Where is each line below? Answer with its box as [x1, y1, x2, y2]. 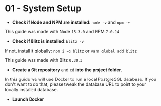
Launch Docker [12, 96, 44, 102]
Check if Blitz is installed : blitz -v [12, 38, 84, 44]
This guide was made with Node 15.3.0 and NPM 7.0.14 [5, 28, 120, 34]
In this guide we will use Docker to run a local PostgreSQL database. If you [5, 76, 157, 82]
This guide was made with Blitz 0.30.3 [5, 57, 83, 63]
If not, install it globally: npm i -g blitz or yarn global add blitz [5, 48, 137, 53]
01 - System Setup [5, 3, 82, 14]
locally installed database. [5, 86, 58, 92]
